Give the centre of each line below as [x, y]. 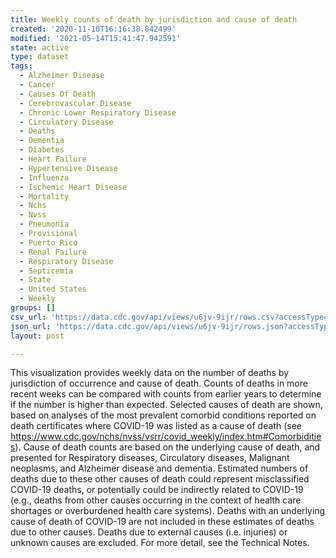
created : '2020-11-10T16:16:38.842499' [93, 29]
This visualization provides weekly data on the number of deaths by [150, 373]
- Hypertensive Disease [68, 168]
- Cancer [37, 85]
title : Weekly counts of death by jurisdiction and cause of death [154, 19]
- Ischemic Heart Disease [73, 187]
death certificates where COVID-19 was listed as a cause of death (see [156, 426]
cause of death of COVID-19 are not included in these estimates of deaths [162, 522]
